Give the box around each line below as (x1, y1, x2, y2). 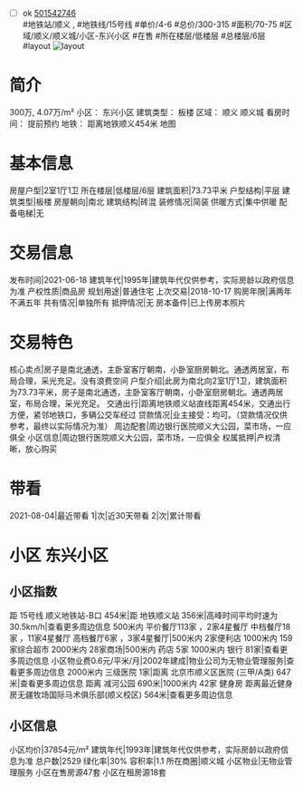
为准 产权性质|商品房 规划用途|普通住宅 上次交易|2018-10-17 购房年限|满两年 (9, 286, 292, 296)
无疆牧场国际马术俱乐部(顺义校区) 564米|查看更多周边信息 (16, 689, 233, 700)
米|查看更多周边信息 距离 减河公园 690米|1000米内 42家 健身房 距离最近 (9, 677, 278, 688)
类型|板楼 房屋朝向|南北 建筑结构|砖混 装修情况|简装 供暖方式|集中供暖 (16, 196, 278, 207)
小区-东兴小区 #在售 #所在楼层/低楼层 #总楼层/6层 (78, 31, 266, 42)
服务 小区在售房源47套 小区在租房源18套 (16, 766, 167, 778)
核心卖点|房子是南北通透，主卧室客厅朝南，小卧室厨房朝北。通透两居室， (9, 364, 282, 374)
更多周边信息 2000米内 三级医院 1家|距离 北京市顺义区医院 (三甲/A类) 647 (16, 666, 291, 677)
